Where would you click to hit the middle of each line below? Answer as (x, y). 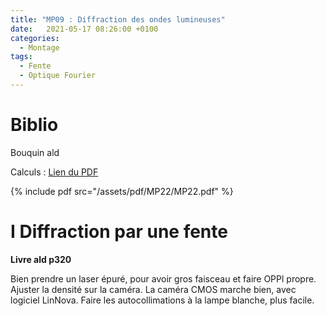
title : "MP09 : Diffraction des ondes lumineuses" (118, 19)
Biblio (34, 125)
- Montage (39, 47)
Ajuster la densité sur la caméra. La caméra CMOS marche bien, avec (153, 289)
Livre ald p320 (41, 259)
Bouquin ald (35, 152)
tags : (21, 57)
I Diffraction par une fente (119, 232)
